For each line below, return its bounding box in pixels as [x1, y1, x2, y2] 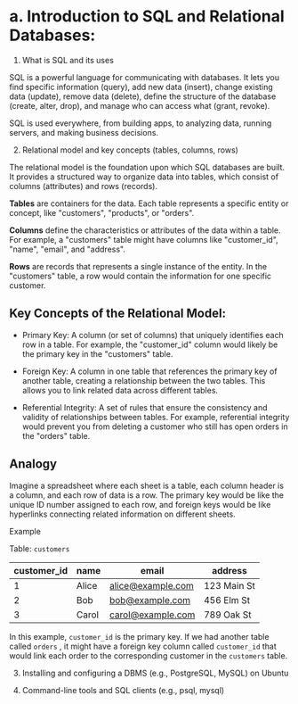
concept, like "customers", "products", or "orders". [9, 207, 195, 218]
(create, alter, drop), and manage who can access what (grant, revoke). [9, 100, 270, 111]
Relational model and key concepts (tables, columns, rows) [21, 145, 238, 155]
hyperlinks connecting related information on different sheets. [9, 509, 236, 519]
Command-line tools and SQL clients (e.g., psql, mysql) [21, 684, 225, 695]
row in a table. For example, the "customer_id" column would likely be [21, 339, 278, 350]
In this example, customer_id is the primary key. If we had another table [9, 631, 270, 642]
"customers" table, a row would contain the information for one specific [9, 270, 272, 281]
